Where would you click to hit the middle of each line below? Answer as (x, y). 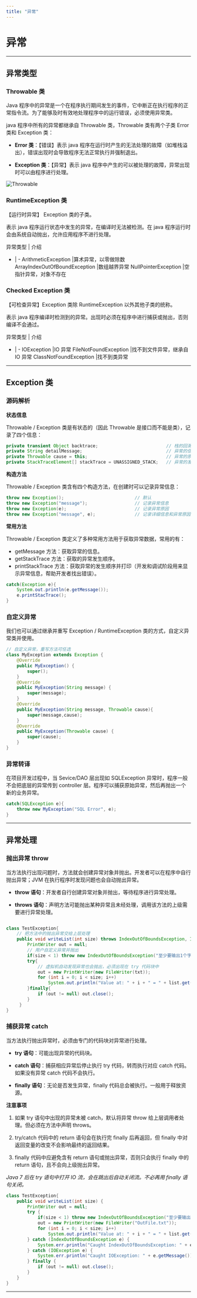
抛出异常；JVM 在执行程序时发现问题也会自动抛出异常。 (74, 880)
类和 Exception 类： (30, 132)
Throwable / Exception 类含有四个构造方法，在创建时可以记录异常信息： (93, 487)
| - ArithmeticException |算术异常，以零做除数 (70, 259)
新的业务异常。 (24, 793)
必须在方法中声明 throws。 (62, 1125)
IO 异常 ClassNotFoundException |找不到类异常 (71, 357)
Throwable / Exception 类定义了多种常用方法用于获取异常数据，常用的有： (96, 538)
